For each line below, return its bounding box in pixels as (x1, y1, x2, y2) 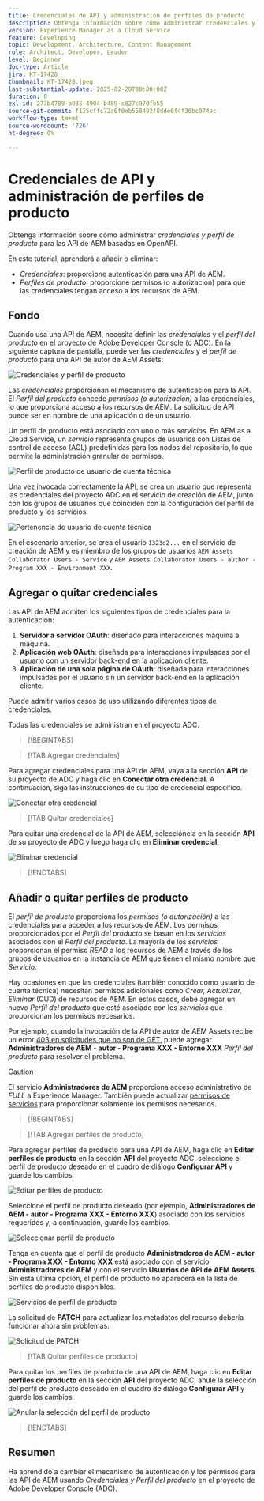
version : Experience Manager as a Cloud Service (8, 26, 171, 34)
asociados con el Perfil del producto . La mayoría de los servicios (8, 937, 218, 946)
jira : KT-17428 (8, 70, 58, 78)
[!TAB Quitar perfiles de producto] (27, 1352, 138, 1361)
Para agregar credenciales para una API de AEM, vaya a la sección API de (8, 766, 248, 776)
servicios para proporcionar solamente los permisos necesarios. (8, 1099, 218, 1108)
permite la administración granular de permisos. (8, 452, 164, 461)
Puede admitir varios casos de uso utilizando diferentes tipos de (8, 697, 217, 706)
